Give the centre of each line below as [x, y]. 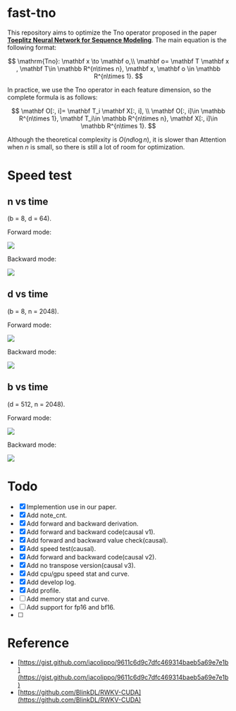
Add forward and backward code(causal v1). [91, 532]
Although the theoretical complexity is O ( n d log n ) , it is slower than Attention [117, 140]
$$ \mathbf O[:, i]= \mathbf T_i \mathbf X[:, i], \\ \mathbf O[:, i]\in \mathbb [118, 111]
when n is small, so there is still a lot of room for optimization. [96, 147]
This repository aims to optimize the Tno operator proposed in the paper [112, 32]
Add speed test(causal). [61, 548]
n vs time [28, 201]
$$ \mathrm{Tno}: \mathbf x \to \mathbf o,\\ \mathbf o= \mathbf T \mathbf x [118, 61]
